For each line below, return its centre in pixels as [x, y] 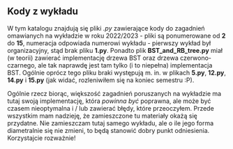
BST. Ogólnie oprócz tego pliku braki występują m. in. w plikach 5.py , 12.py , [117, 72]
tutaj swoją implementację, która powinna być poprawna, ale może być [109, 101]
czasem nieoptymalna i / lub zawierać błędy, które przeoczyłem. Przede [111, 108]
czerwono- [196, 58]
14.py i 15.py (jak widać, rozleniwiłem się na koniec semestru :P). [101, 80]
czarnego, [22, 65]
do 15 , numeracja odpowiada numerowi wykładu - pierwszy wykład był [109, 43]
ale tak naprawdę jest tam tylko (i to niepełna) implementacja [125, 65]
